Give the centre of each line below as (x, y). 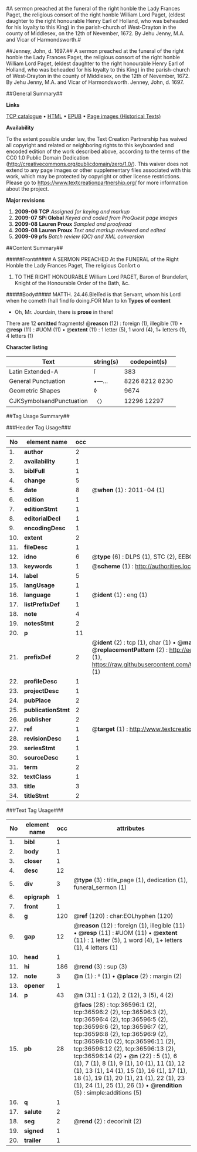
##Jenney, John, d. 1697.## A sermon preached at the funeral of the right (95, 51)
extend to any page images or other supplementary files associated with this (98, 170)
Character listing (27, 347)
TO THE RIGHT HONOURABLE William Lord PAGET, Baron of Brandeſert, (101, 277)
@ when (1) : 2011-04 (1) (128, 490)
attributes (131, 828)
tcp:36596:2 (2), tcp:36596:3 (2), (121, 1012)
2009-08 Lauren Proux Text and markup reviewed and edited (90, 230)
